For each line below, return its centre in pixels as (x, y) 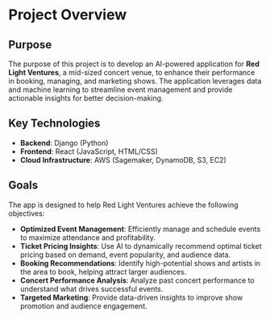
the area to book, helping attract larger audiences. (103, 271)
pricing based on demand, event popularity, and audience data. (125, 255)
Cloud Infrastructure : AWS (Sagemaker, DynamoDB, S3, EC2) (123, 159)
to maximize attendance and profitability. (87, 237)
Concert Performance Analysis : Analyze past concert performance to (137, 280)
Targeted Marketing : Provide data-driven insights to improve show (131, 297)
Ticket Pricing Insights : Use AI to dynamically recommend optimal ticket (141, 246)
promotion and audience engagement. (83, 306)
